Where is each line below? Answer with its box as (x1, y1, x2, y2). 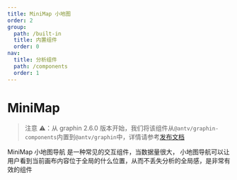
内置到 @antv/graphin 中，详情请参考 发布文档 (56, 133, 185, 141)
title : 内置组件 (13, 37, 58, 44)
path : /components (13, 63, 69, 70)
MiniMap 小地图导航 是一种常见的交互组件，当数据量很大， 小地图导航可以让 (7, 148, 230, 156)
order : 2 (7, 17, 33, 24)
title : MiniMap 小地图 (7, 10, 71, 18)
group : (7, 23, 27, 30)
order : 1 (13, 69, 40, 76)
